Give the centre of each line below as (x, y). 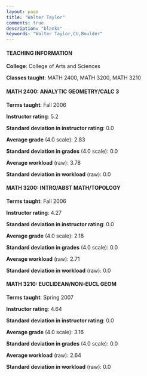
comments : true (25, 23)
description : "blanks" (34, 28)
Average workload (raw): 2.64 (44, 355)
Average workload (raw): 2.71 (43, 259)
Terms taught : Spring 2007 (40, 297)
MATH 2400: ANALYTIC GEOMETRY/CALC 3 (63, 91)
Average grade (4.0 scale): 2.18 (45, 236)
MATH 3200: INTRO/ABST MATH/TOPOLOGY (63, 188)
